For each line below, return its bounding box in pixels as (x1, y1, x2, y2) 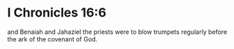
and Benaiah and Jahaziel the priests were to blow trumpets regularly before (7, 28, 228, 36)
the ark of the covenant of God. (7, 35, 98, 43)
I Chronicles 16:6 (7, 5, 107, 21)
